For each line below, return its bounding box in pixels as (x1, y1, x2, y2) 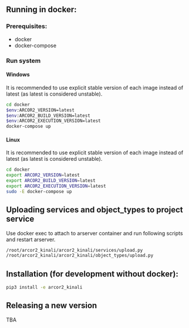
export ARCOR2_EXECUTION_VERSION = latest (6, 183, 107, 190)
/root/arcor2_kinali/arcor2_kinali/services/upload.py (6, 247, 143, 253)
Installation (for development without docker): (6, 269, 179, 279)
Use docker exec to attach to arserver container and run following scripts (6, 229, 183, 236)
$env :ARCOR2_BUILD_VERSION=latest (6, 113, 91, 119)
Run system (6, 56, 41, 65)
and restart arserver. (6, 236, 56, 243)
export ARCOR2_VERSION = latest (6, 173, 80, 178)
